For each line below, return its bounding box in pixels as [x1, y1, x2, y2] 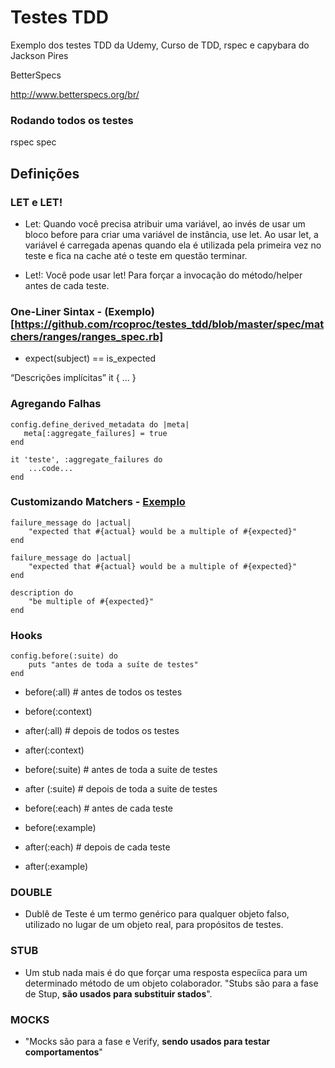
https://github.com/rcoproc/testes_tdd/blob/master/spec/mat [14, 317, 325, 331]
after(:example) [24, 861, 89, 873]
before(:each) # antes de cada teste [24, 802, 174, 815]
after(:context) [24, 744, 85, 756]
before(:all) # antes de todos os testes [24, 686, 183, 698]
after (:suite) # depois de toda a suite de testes [24, 783, 218, 795]
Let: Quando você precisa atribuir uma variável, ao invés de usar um [24, 217, 306, 230]
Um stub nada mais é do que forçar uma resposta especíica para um [24, 966, 308, 978]
